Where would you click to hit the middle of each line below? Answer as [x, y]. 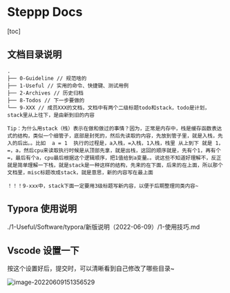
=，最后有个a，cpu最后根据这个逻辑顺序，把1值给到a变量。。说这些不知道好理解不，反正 [115, 158]
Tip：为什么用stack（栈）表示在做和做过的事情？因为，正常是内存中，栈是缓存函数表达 [115, 129]
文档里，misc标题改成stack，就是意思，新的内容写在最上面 [80, 172]
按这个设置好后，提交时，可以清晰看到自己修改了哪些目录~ [91, 268]
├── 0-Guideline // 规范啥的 [47, 78]
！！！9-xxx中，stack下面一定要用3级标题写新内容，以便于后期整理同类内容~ [103, 186]
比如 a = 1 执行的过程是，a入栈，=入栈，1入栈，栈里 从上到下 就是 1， [130, 143]
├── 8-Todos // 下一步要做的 [46, 100]
